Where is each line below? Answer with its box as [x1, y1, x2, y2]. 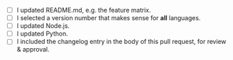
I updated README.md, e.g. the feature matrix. [16, 6, 151, 14]
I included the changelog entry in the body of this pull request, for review [16, 38, 227, 46]
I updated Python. [16, 29, 68, 38]
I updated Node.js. [16, 22, 70, 30]
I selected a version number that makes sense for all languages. [16, 14, 201, 22]
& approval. [16, 45, 50, 54]
